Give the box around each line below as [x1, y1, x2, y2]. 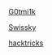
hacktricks [8, 38, 44, 48]
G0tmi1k [8, 7, 37, 16]
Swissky [8, 23, 37, 32]
